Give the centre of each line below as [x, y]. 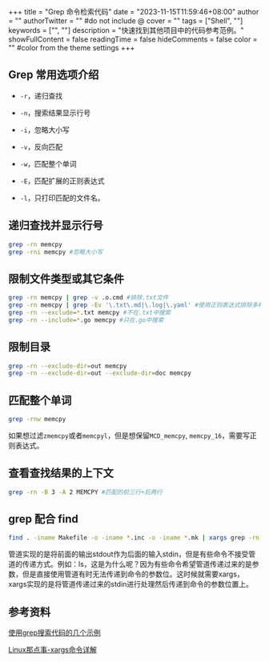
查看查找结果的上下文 [61, 473]
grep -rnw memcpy [37, 419]
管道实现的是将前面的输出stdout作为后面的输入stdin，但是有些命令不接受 [128, 554]
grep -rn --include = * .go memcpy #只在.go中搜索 [86, 320]
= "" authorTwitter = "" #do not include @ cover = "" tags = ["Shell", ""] [126, 21]
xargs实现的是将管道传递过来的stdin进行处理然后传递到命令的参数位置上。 [131, 584]
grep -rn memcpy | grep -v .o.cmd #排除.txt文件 [88, 298]
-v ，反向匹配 [41, 146]
